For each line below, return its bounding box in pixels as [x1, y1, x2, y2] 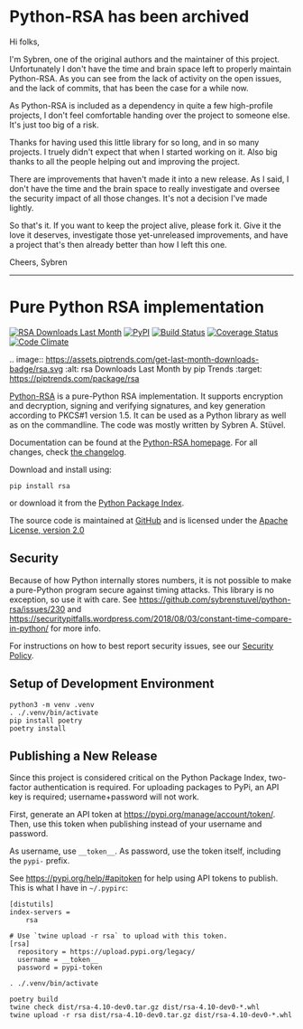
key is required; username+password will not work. [9, 791, 200, 802]
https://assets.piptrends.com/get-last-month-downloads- [45, 354, 260, 364]
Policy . [9, 649, 34, 661]
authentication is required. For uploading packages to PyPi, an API [32, 782, 280, 793]
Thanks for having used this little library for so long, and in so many [9, 137, 260, 147]
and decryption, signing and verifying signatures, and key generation [9, 400, 266, 411]
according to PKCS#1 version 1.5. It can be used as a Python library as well [9, 410, 287, 420]
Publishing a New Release [9, 748, 158, 763]
